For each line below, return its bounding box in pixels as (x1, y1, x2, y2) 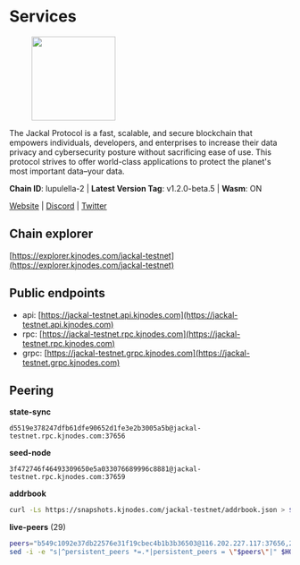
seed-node (9, 448, 52, 458)
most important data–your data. (9, 166, 125, 176)
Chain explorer (9, 227, 94, 242)
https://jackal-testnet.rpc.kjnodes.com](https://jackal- (41, 329, 241, 339)
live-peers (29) (9, 522, 67, 533)
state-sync (9, 407, 52, 417)
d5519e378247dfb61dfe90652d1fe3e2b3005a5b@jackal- (9, 424, 202, 433)
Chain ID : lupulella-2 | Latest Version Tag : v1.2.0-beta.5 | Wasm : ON (9, 183, 262, 193)
